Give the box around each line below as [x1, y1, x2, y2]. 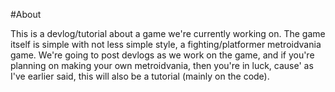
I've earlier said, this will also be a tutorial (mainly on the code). [10, 70, 270, 82]
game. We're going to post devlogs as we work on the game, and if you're [10, 49, 315, 61]
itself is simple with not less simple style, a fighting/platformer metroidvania [10, 39, 322, 50]
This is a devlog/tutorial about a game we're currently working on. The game [10, 28, 326, 39]
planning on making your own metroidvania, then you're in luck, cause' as [10, 60, 314, 71]
